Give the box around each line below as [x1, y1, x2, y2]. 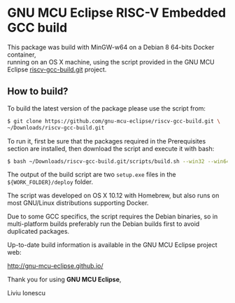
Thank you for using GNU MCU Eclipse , [7, 275, 122, 284]
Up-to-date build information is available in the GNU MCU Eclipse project [7, 241, 218, 249]
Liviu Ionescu [7, 289, 46, 297]
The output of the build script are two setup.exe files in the [7, 170, 176, 179]
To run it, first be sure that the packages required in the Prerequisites [7, 136, 206, 145]
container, [7, 50, 36, 59]
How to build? [7, 85, 69, 97]
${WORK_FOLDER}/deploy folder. [7, 178, 94, 186]
